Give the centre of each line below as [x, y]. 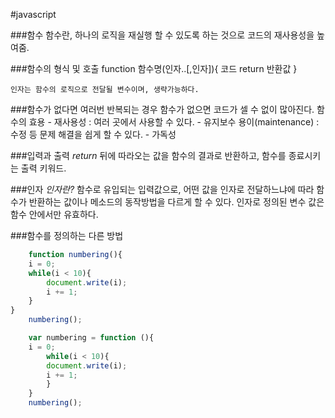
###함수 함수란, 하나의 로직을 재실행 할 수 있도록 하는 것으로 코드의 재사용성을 [162, 35]
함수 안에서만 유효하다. [54, 214]
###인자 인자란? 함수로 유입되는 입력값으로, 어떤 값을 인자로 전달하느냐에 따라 [162, 189]
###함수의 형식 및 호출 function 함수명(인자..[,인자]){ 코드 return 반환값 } [154, 68]
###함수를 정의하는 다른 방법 [67, 235]
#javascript [33, 14]
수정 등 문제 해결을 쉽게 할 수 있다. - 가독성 [93, 134]
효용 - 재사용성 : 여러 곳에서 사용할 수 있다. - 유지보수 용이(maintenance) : [174, 122]
